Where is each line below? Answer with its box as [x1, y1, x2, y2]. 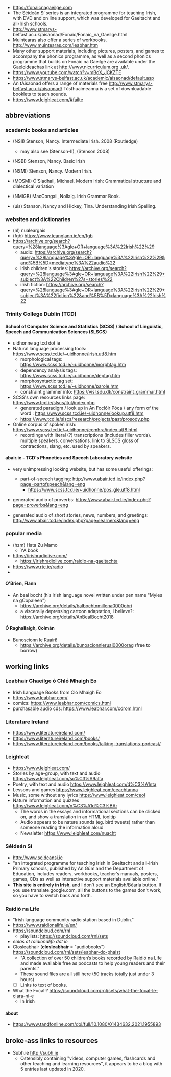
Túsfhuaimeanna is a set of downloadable [63, 86, 152, 91]
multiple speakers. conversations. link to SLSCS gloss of [20, 437, 139, 444]
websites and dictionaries [5, 215, 71, 223]
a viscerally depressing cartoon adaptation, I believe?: [20, 608, 134, 614]
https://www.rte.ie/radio [12, 564, 63, 570]
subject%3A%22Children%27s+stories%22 [20, 276, 113, 282]
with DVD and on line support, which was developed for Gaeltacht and [12, 15, 161, 21]
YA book [20, 547, 38, 553]
